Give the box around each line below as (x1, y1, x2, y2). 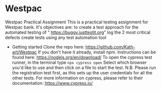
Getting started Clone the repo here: (12, 44, 85, 50)
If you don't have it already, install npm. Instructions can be (38, 49, 156, 55)
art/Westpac (12, 49, 37, 55)
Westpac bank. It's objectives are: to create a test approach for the (5, 24, 139, 30)
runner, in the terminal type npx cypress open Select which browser (12, 59, 147, 65)
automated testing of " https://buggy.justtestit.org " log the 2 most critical (5, 29, 150, 35)
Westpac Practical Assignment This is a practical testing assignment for (5, 19, 148, 25)
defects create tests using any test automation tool (5, 35, 107, 40)
